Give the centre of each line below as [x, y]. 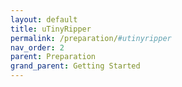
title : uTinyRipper [51, 29]
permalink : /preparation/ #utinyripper [91, 38]
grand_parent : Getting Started [75, 66]
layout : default [44, 19]
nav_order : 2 [37, 47]
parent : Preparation [53, 57]
